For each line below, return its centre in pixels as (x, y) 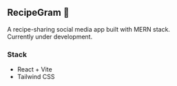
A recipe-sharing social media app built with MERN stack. (89, 29)
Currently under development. (50, 36)
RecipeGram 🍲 (38, 13)
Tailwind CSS (36, 77)
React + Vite (35, 69)
